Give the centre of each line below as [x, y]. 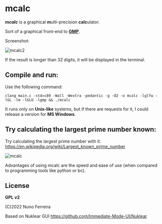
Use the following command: [34, 87]
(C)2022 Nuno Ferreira [28, 207]
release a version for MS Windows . [41, 114]
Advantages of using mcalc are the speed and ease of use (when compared [81, 165]
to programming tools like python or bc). [45, 170]
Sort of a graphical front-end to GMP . [43, 31]
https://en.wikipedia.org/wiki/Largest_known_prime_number [65, 146]
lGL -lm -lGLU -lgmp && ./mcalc [38, 100]
